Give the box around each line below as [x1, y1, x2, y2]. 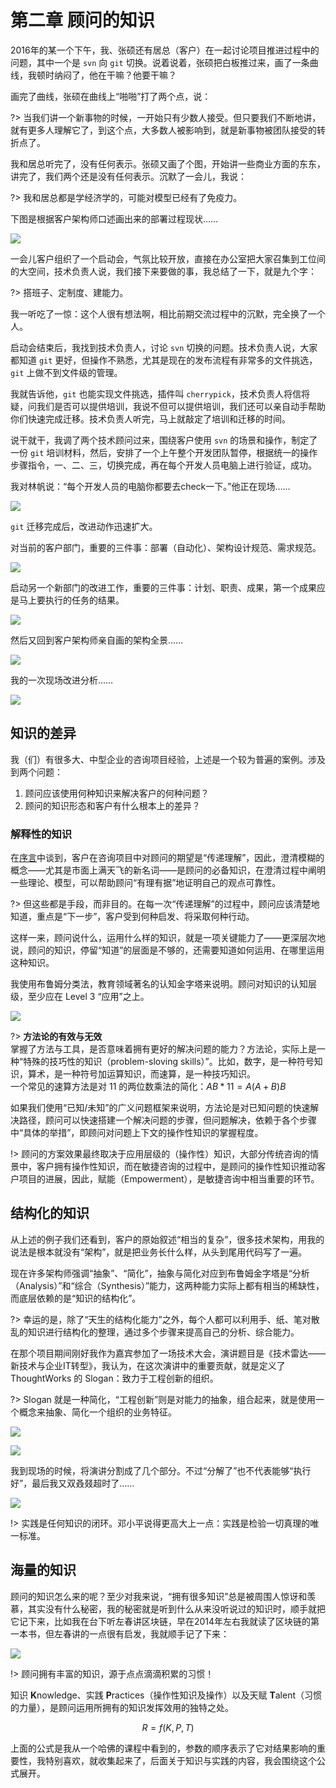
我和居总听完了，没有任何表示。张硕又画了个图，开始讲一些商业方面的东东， [10, 157, 326, 170]
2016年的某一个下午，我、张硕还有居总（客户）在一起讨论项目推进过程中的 [10, 44, 320, 56]
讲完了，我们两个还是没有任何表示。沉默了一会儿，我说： [10, 170, 247, 182]
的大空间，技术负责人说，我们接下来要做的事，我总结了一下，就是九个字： [10, 265, 317, 277]
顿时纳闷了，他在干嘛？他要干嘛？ [36, 69, 177, 81]
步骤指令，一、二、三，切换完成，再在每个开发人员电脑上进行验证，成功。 [10, 459, 317, 471]
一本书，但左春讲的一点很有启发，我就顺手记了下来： [10, 1627, 230, 1640]
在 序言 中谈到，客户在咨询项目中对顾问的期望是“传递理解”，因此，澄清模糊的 [10, 852, 325, 864]
